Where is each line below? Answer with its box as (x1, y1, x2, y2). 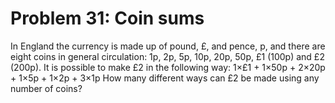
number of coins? (10, 82, 83, 94)
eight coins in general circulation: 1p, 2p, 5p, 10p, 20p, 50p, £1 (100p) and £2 (10, 50, 325, 62)
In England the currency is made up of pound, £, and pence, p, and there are (10, 40, 326, 52)
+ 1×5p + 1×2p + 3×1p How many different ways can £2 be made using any (10, 72, 320, 84)
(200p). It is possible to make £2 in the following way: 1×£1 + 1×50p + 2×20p (10, 61, 326, 73)
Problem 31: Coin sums (10, 7, 205, 30)
